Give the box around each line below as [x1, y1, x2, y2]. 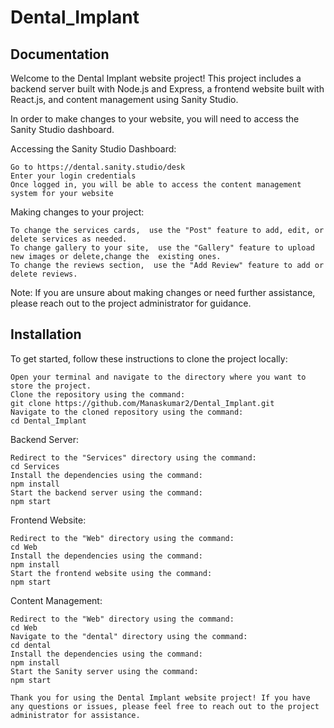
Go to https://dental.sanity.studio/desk [10, 162, 186, 172]
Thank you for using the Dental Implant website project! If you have [10, 692, 311, 703]
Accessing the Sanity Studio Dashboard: [10, 143, 177, 155]
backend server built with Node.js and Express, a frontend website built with [10, 83, 325, 95]
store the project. [10, 381, 92, 391]
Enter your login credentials [10, 171, 137, 181]
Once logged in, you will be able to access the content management [10, 180, 302, 190]
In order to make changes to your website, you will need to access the [10, 113, 300, 125]
